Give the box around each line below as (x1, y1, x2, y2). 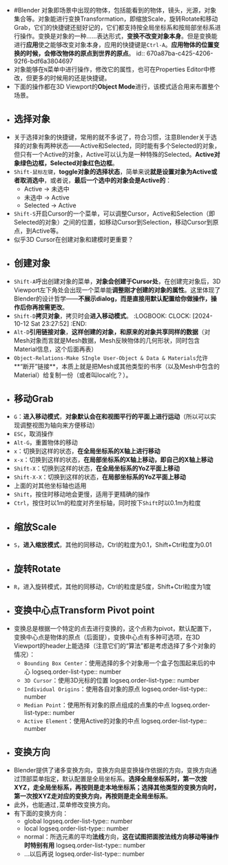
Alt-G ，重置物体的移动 (13, 438, 78, 447)
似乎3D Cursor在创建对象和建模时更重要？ (13, 235, 134, 243)
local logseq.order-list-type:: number (23, 824, 129, 833)
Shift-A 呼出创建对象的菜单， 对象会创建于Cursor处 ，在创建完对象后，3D (13, 277, 221, 285)
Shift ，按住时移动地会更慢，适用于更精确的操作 (13, 490, 150, 499)
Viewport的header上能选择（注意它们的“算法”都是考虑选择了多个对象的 (13, 641, 216, 649)
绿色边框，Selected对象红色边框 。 (19, 158, 118, 167)
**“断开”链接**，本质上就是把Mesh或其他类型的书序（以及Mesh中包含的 (13, 362, 220, 370)
